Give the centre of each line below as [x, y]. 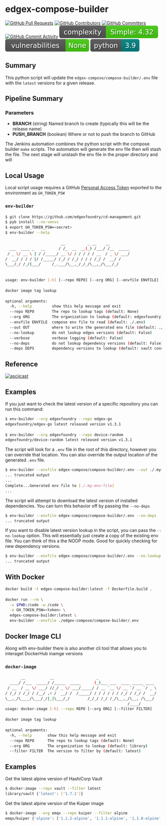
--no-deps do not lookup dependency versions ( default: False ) [86, 343]
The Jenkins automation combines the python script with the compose [78, 144]
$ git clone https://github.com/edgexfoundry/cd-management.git [73, 217]
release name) [27, 129]
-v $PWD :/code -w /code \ [37, 605]
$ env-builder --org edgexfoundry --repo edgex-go [59, 419]
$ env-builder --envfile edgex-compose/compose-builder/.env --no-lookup [83, 556]
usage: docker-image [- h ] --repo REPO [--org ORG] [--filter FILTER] [79, 709]
